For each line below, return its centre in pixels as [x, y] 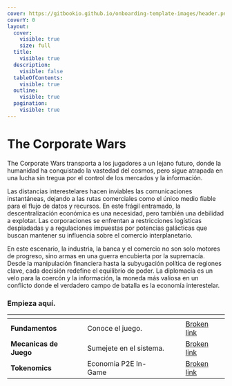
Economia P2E [111, 363]
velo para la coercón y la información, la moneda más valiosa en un [103, 278]
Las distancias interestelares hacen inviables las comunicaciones [100, 191]
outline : [26, 90]
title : [23, 52]
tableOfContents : [38, 78]
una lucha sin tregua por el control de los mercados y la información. [105, 177]
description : [32, 65]
